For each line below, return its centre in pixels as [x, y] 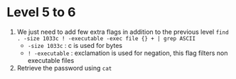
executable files [51, 60]
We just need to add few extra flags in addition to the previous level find [123, 32]
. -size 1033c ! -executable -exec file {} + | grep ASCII [106, 38]
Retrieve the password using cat [64, 68]
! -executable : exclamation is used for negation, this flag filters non [128, 53]
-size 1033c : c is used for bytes [75, 45]
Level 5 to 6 [41, 12]
